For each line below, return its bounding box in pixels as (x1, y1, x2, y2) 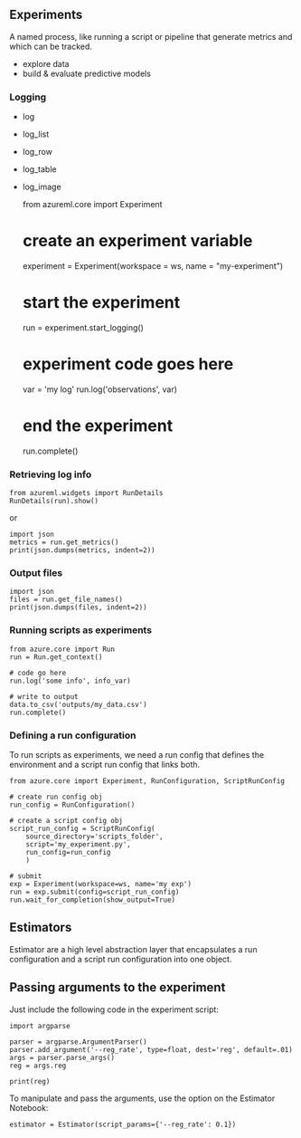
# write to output (9, 692, 79, 701)
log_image (22, 181, 61, 193)
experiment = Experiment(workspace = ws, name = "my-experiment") (22, 261, 284, 272)
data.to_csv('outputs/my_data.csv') (9, 700, 147, 709)
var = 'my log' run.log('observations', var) (22, 384, 178, 395)
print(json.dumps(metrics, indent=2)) (9, 546, 155, 555)
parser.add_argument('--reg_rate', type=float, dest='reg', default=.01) (9, 1045, 294, 1054)
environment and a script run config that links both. (9, 760, 201, 770)
